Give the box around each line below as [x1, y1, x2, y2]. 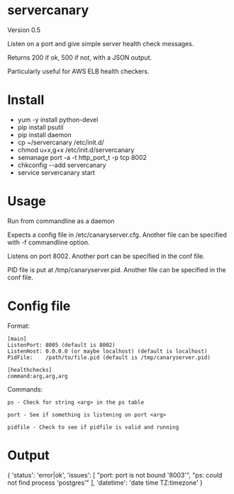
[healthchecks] [7, 366, 52, 373]
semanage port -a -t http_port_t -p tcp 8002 [17, 153, 147, 161]
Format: [7, 321, 30, 330]
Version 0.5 [7, 26, 41, 34]
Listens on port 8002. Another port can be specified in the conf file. [7, 252, 205, 260]
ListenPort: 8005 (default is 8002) [7, 341, 116, 348]
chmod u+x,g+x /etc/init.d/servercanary [17, 145, 135, 154]
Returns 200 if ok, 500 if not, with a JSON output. [7, 53, 152, 62]
